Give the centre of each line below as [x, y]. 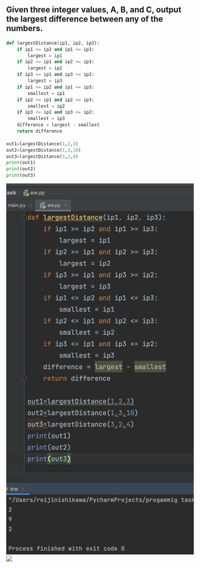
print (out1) [21, 163]
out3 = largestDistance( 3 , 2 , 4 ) [42, 156]
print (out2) [21, 169]
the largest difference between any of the [85, 19]
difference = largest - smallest [58, 125]
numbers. [25, 28]
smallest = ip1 [46, 93]
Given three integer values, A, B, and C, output [94, 10]
